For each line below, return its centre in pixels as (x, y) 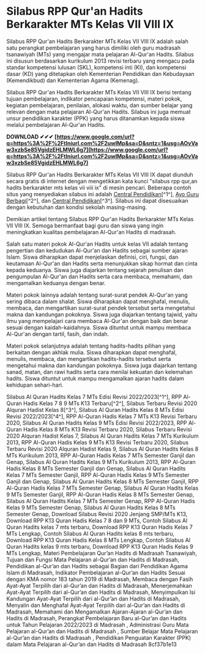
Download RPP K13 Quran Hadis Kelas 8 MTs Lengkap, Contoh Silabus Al (99, 540)
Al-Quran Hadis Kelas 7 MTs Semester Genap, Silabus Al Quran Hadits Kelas (102, 488)
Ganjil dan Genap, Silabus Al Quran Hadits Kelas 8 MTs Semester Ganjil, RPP (102, 481)
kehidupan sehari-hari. (35, 385)
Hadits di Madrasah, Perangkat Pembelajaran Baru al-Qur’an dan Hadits (96, 618)
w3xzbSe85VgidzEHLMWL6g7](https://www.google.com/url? (87, 150)
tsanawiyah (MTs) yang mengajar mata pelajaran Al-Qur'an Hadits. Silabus (100, 54)
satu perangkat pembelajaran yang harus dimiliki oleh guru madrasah (94, 48)
